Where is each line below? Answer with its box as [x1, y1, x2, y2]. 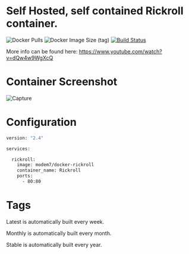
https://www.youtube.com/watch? [78, 47, 162, 55]
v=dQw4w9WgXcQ [6, 54, 53, 61]
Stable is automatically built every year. [6, 241, 102, 248]
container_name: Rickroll [17, 167, 81, 173]
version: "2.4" [6, 135, 44, 141]
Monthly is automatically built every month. [6, 230, 112, 237]
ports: [17, 173, 33, 179]
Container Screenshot [6, 75, 118, 88]
